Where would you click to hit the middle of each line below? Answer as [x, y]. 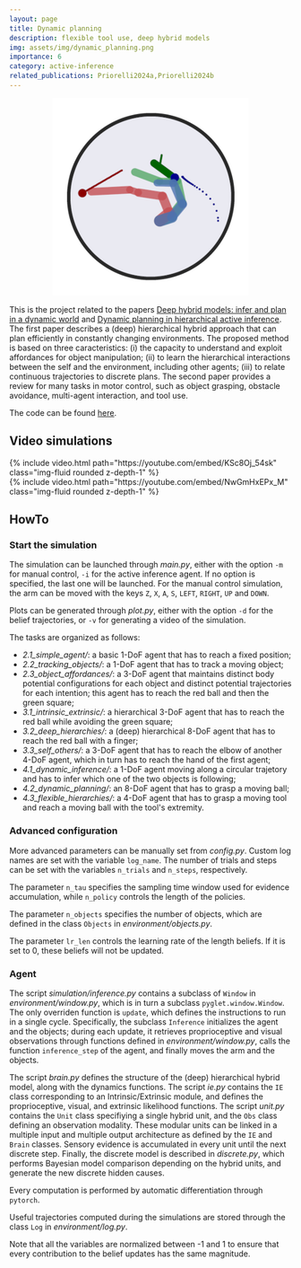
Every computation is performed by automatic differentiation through [136, 1190]
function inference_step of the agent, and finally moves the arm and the [142, 1050]
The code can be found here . [63, 412]
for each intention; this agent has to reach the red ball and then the [146, 693]
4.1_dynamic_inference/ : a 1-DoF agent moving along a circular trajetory [155, 770]
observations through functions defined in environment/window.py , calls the [150, 1041]
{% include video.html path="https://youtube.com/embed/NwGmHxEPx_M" [149, 481]
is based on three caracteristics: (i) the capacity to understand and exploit [146, 348]
